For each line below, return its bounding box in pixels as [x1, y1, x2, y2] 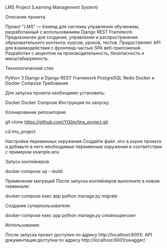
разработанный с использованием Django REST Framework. [5, 29, 134, 34]
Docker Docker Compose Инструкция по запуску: [5, 99, 110, 105]
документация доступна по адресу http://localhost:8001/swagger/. [5, 237, 146, 243]
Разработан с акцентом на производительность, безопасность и [5, 50, 144, 56]
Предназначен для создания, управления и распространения [5, 34, 138, 40]
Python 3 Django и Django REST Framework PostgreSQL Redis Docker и [5, 75, 154, 80]
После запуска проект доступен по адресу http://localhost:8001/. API [5, 232, 152, 237]
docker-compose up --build [5, 168, 63, 174]
